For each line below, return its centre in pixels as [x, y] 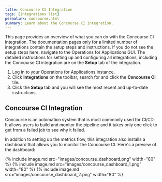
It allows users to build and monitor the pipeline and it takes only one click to [81, 125]
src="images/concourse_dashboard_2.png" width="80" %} [64, 175]
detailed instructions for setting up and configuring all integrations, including [81, 58]
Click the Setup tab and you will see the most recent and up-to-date [80, 87]
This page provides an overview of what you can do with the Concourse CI [80, 37]
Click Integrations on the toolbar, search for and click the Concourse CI [84, 77]
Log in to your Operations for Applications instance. [63, 72]
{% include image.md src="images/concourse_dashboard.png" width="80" [80, 159]
